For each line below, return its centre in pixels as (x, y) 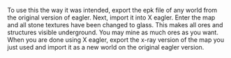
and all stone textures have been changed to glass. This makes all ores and (115, 25)
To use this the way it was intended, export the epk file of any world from (112, 10)
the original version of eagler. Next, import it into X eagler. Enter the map (111, 17)
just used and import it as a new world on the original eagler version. (106, 47)
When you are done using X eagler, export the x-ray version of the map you (116, 40)
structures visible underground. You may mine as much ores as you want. (113, 32)
